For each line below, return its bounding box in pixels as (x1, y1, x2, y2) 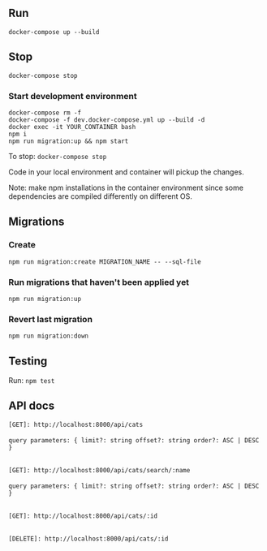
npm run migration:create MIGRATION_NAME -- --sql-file (8, 257, 201, 266)
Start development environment (8, 90, 137, 101)
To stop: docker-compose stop (8, 151, 107, 161)
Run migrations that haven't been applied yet (8, 276, 189, 287)
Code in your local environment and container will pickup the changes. (8, 166, 245, 177)
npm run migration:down (8, 332, 89, 340)
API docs (8, 399, 55, 413)
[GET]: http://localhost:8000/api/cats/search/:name (8, 466, 191, 474)
